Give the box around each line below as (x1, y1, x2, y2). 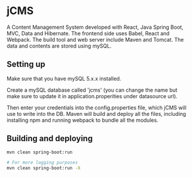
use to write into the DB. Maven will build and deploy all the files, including (6, 110, 187, 117)
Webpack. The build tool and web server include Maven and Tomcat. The (6, 36, 184, 43)
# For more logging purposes (6, 160, 78, 166)
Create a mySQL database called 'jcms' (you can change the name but (6, 86, 178, 93)
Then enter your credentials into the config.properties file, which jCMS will (6, 104, 187, 111)
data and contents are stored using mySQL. (6, 42, 112, 49)
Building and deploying (6, 133, 93, 143)
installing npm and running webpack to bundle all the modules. (6, 116, 159, 123)
